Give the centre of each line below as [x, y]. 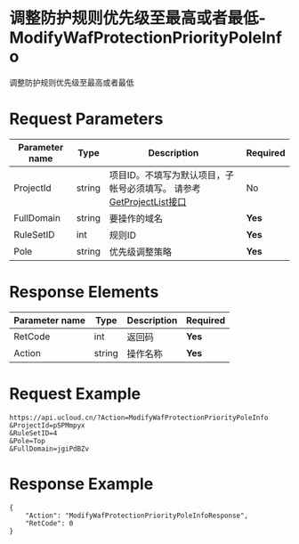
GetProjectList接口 [148, 201]
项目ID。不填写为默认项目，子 [171, 175]
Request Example [75, 394]
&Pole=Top [28, 441]
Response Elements [84, 292]
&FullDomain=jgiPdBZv [49, 449]
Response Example [81, 484]
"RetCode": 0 [49, 523]
